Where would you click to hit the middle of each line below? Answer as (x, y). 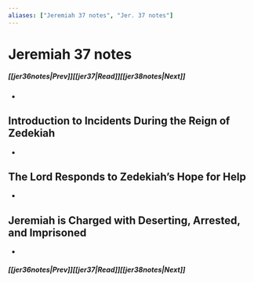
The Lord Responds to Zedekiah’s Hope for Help (127, 176)
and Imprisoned (47, 233)
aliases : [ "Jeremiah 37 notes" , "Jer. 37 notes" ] (91, 15)
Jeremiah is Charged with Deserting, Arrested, (124, 220)
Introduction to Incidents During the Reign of (119, 121)
